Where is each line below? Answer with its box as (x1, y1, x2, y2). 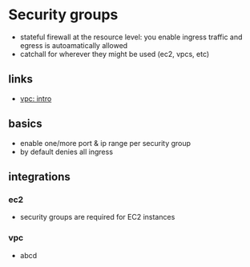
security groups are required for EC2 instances (19, 212, 175, 222)
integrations (8, 170, 71, 184)
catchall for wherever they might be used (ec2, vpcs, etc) (19, 49, 210, 59)
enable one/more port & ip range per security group (19, 138, 191, 148)
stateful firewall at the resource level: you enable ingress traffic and (19, 32, 243, 42)
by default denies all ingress (19, 147, 114, 156)
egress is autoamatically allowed (19, 40, 128, 50)
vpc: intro (19, 94, 52, 103)
